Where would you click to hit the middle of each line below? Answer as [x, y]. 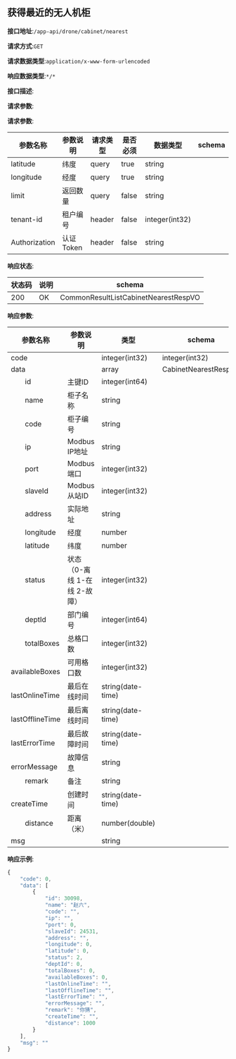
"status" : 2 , [64, 957]
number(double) [129, 823]
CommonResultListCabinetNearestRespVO [130, 297]
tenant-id [27, 219]
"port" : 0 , [61, 925]
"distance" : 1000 [70, 1023]
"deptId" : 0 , [64, 965]
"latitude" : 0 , [67, 951]
